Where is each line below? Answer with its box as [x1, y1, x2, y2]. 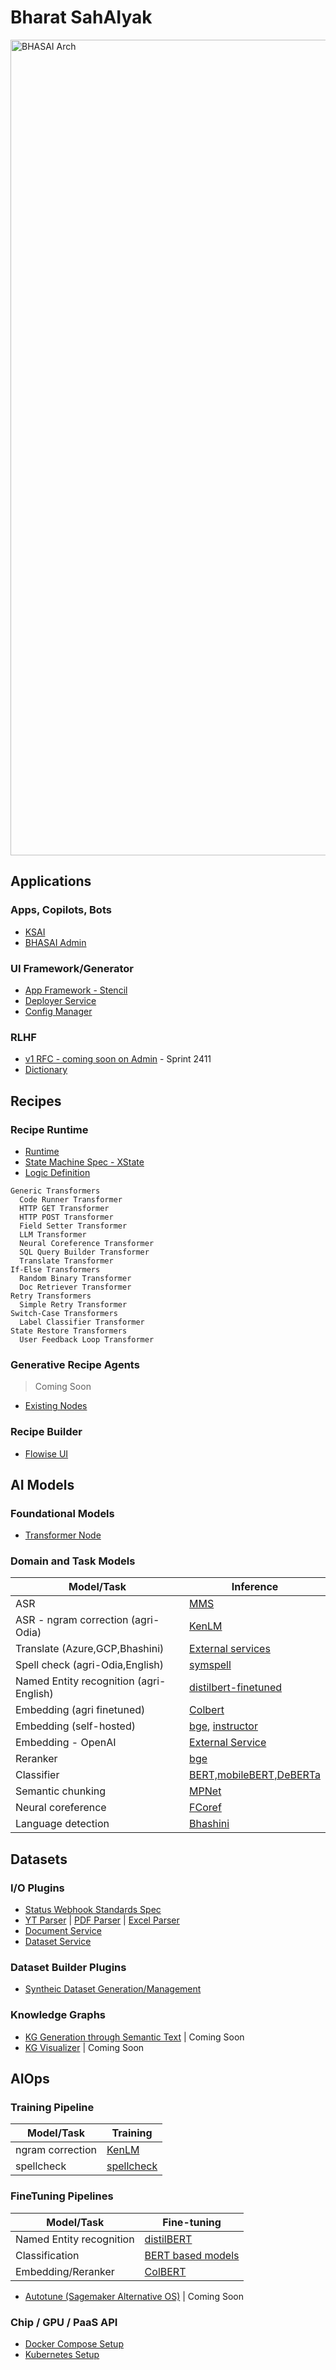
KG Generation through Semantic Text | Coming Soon [24, 2031, 245, 2043]
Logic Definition [24, 1166, 91, 1178]
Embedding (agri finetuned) [15, 1703, 146, 1717]
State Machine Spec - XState [24, 1156, 145, 1168]
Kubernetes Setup [24, 2349, 100, 2361]
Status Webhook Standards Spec [24, 1904, 162, 1916]
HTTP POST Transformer [19, 1212, 114, 1222]
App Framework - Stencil [24, 984, 128, 996]
